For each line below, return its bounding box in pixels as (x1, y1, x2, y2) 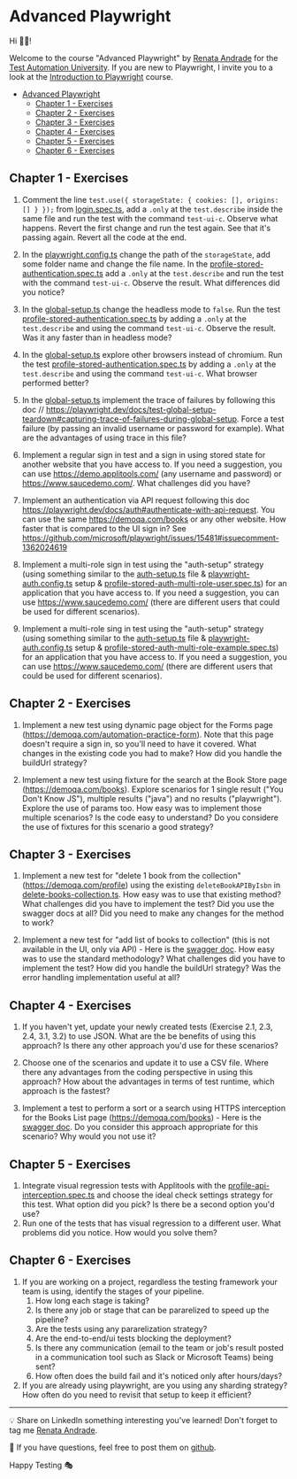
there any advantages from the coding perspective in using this (21, 1067, 254, 1078)
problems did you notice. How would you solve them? (21, 1227, 218, 1237)
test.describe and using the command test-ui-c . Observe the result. (21, 322, 277, 333)
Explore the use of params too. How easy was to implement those (21, 802, 263, 813)
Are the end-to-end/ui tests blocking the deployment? (34, 1333, 232, 1343)
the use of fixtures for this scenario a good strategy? (21, 821, 214, 832)
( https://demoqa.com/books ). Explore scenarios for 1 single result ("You (21, 784, 285, 794)
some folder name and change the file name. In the (21, 259, 209, 269)
